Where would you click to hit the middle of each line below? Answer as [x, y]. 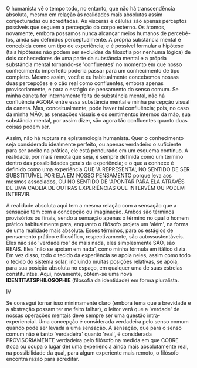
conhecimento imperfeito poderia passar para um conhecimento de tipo [93, 71]
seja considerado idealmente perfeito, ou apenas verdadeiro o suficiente [94, 144]
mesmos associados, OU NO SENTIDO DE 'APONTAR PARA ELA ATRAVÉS [95, 182]
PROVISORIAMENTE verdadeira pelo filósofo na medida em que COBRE [92, 340]
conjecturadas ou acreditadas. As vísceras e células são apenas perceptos [97, 21]
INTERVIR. [18, 194]
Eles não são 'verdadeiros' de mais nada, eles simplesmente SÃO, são [91, 243]
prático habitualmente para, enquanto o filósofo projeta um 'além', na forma [97, 224]
